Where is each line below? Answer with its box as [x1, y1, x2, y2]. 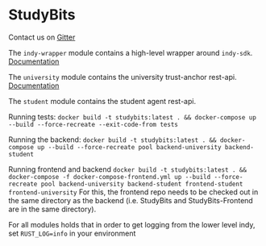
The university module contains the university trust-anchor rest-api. [8, 72, 237, 81]
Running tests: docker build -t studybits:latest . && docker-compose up [8, 111, 256, 122]
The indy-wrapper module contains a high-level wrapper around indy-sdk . [8, 48, 253, 57]
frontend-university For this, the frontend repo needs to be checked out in [8, 187, 259, 197]
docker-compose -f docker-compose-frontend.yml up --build [8, 173, 211, 181]
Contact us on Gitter [8, 32, 76, 42]
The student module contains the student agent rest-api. [8, 96, 196, 106]
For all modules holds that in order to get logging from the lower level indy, [8, 219, 256, 229]
